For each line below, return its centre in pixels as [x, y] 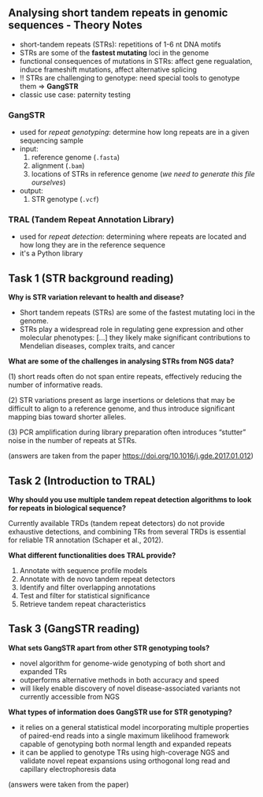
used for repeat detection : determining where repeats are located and [133, 236]
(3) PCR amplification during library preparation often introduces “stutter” [127, 432]
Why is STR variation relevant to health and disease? [96, 297]
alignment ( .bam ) [58, 166]
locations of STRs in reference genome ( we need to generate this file [143, 174]
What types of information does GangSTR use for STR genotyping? [120, 712]
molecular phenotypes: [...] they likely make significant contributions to [135, 337]
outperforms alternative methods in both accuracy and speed [119, 680]
